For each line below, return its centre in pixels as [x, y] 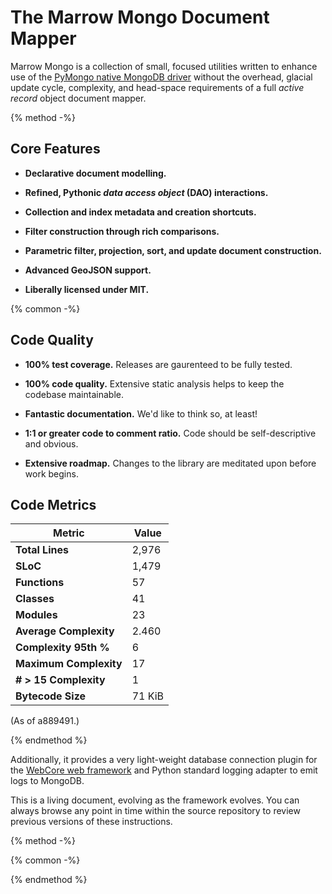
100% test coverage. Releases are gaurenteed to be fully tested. [158, 364]
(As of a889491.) [45, 721]
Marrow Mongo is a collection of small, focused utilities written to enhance [164, 66]
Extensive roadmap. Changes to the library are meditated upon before [170, 463]
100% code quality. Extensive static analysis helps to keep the [154, 383]
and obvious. [51, 443]
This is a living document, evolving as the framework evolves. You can [155, 800]
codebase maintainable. [74, 394]
